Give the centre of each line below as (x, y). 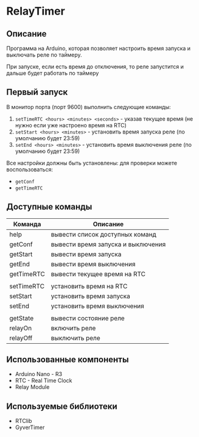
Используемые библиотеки (62, 406)
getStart (21, 254)
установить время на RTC (89, 286)
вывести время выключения (93, 264)
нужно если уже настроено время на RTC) (71, 125)
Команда (27, 224)
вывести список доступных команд (103, 234)
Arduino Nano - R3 (39, 374)
